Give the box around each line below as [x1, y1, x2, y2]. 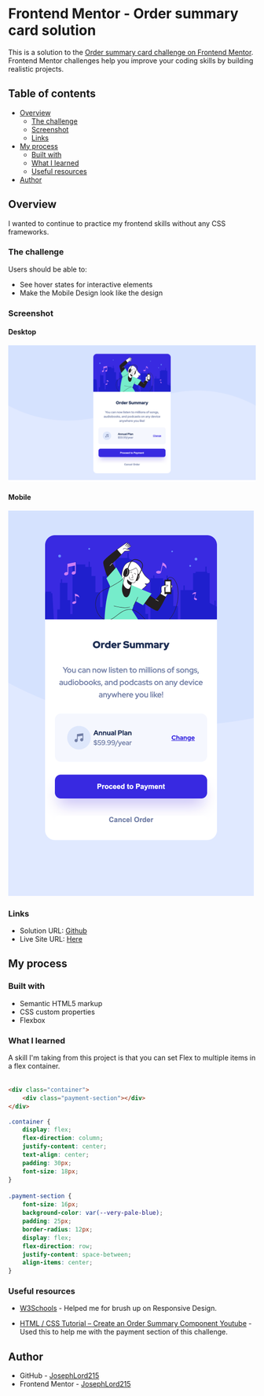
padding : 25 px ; [22, 1217, 72, 1225]
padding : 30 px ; [22, 1159, 72, 1167]
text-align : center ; [22, 1151, 90, 1159]
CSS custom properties [19, 1007, 96, 1016]
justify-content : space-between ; [22, 1250, 132, 1258]
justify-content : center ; [22, 1142, 108, 1150]
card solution [8, 21, 97, 39]
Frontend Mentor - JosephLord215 [19, 1379, 131, 1389]
